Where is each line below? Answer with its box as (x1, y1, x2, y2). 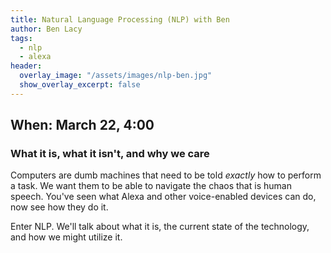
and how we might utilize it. (10, 231, 123, 243)
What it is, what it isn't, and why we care (10, 147, 210, 161)
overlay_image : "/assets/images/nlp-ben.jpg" (19, 71, 213, 81)
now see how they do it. (10, 201, 109, 213)
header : (10, 61, 43, 71)
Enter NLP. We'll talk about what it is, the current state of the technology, (10, 221, 310, 233)
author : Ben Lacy (10, 24, 83, 34)
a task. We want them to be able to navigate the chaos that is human (10, 180, 292, 192)
